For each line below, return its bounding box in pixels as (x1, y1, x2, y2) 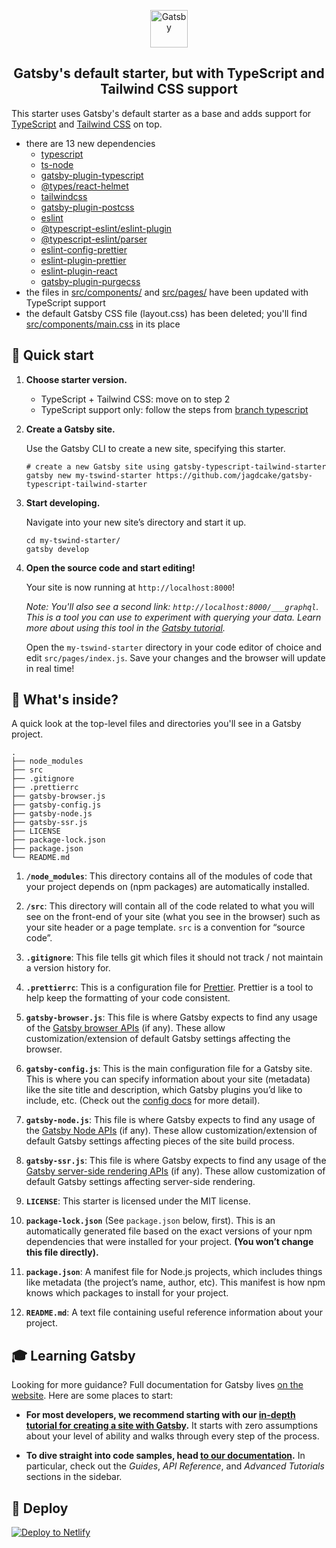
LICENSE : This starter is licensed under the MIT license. (25, 1195, 251, 1207)
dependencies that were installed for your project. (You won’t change (25, 1236, 314, 1248)
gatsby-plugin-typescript (40, 169, 144, 181)
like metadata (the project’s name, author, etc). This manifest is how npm (25, 1276, 326, 1289)
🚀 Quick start (11, 347, 94, 364)
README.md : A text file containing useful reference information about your (25, 1306, 324, 1319)
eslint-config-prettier (40, 243, 128, 255)
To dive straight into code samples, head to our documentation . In (25, 1450, 306, 1462)
